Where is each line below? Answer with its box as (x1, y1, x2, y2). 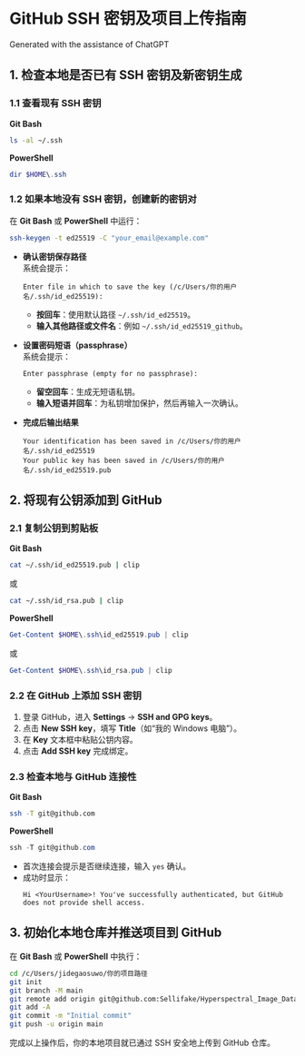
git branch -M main (9, 986, 84, 995)
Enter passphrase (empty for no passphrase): (22, 369, 198, 378)
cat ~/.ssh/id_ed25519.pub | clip (9, 560, 141, 570)
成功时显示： (22, 873, 71, 883)
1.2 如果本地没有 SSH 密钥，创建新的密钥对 (9, 192, 197, 205)
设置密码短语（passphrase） (22, 340, 133, 350)
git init (9, 977, 43, 986)
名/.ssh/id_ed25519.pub (22, 465, 112, 475)
